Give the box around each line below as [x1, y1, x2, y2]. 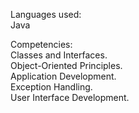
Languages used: [10, 9, 82, 20]
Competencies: [10, 39, 73, 50]
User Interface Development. [10, 92, 130, 103]
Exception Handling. [10, 81, 93, 93]
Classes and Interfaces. [10, 49, 108, 61]
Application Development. [10, 70, 117, 82]
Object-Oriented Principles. [10, 60, 123, 71]
